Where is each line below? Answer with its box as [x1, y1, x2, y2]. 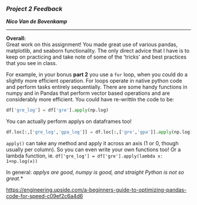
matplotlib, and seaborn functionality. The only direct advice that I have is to [6, 47, 189, 54]
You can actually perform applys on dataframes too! [6, 118, 132, 125]
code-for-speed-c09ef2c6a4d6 [6, 193, 83, 200]
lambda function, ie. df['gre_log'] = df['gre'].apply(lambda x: [6, 152, 163, 159]
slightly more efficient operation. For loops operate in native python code [6, 77, 182, 84]
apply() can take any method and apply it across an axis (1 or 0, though [6, 140, 179, 147]
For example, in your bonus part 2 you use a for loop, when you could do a [6, 71, 188, 78]
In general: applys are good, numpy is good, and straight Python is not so [6, 169, 185, 176]
